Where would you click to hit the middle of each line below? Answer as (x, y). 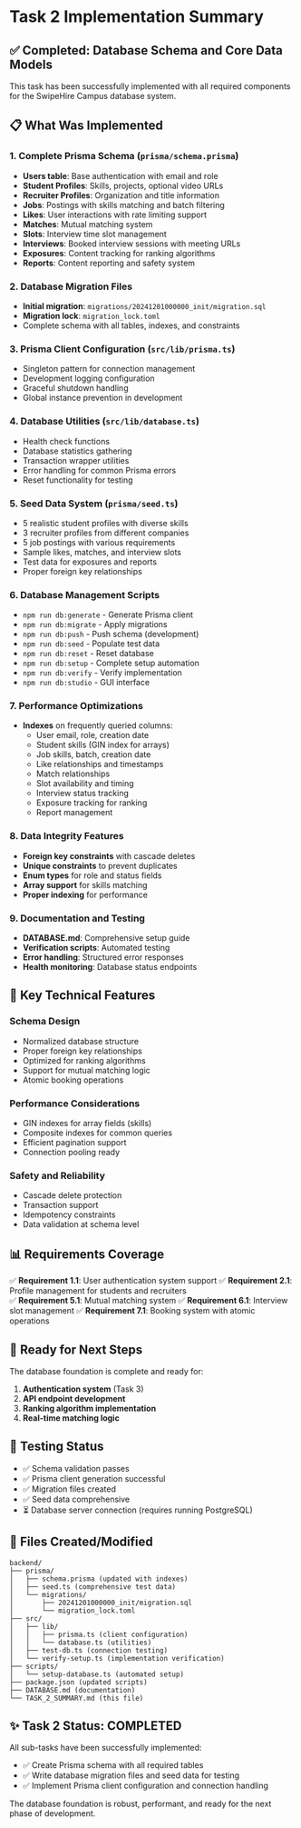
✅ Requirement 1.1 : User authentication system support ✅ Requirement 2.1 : (151, 1281)
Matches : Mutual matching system (87, 224)
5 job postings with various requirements (99, 542)
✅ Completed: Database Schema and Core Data (146, 50)
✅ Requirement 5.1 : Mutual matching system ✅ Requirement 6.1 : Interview (149, 1301)
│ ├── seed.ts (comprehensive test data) (93, 1587)
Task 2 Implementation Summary (137, 17)
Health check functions (66, 441)
